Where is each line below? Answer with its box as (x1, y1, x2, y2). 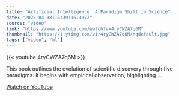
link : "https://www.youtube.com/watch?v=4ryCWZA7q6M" (6, 25, 144, 32)
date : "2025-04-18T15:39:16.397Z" (6, 14, 93, 21)
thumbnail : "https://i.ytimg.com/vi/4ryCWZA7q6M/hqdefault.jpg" (6, 31, 171, 37)
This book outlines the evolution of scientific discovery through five (6, 65, 173, 72)
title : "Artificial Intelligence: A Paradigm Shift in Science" (6, 8, 171, 15)
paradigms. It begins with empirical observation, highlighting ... (6, 72, 162, 78)
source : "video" (6, 20, 47, 26)
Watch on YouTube (6, 83, 53, 91)
